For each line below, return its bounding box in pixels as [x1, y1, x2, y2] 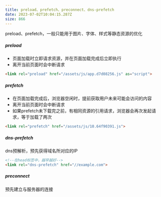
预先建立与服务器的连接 [5, 186, 53, 192]
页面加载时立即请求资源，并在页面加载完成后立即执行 [12, 56, 122, 62]
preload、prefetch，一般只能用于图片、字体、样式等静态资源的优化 [5, 31, 143, 37]
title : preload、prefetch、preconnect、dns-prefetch [5, 7, 114, 12]
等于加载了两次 [21, 114, 52, 120]
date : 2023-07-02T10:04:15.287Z [5, 12, 72, 17]
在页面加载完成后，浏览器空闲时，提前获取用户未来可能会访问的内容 [12, 95, 152, 102]
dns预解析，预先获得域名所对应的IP [5, 148, 78, 154]
